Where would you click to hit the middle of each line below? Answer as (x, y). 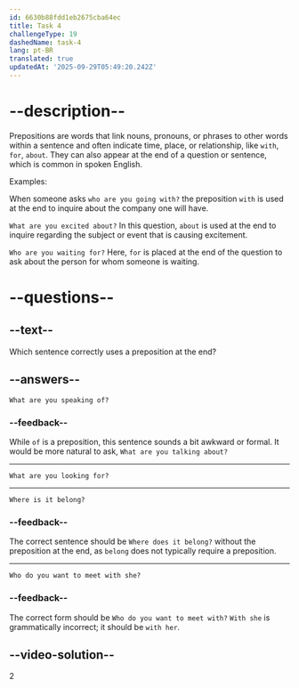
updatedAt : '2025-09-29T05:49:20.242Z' (83, 68)
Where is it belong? (48, 499)
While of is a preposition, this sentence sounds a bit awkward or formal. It (144, 441)
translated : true (41, 59)
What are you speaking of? (59, 400)
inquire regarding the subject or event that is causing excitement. (129, 235)
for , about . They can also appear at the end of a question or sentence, (138, 154)
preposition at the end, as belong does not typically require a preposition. (143, 551)
